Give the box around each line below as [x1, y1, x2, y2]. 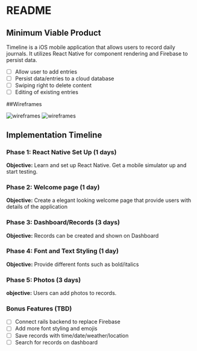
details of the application [6, 203, 68, 210]
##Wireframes [6, 101, 42, 108]
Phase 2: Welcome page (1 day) [6, 183, 100, 191]
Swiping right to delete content [14, 82, 92, 89]
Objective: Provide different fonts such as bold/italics [6, 261, 139, 268]
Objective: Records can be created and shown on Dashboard [6, 232, 159, 239]
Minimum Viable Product [6, 28, 101, 38]
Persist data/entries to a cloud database [14, 75, 114, 82]
